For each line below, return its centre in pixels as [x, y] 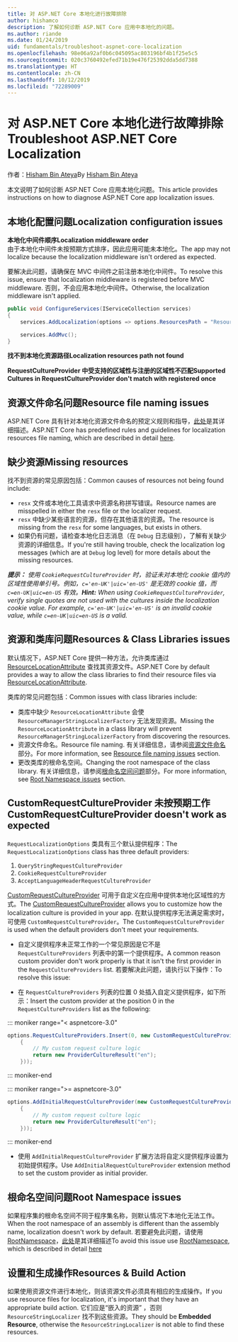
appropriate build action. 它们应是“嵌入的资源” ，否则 [85, 1308]
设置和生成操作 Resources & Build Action [97, 1273]
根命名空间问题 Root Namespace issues [95, 1197]
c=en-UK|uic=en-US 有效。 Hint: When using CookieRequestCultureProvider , [116, 592]
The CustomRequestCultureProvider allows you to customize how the [121, 904]
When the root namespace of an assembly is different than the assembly [113, 1224]
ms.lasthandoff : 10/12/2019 [49, 80]
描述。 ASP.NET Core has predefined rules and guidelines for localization [119, 430]
